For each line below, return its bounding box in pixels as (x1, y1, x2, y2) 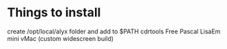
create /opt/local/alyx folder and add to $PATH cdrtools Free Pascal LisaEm (7, 27, 221, 35)
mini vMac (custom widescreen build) (7, 34, 114, 42)
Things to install (7, 5, 101, 20)
